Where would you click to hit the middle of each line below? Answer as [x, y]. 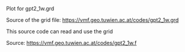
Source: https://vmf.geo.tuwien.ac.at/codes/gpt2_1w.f [71, 43]
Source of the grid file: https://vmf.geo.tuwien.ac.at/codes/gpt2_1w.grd [92, 20]
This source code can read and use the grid [60, 31]
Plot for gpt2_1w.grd [30, 9]
